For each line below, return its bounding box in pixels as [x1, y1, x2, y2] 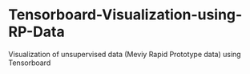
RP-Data [8, 23, 66, 41]
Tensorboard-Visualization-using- [8, 6, 243, 24]
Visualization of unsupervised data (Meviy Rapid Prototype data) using [8, 49, 242, 59]
